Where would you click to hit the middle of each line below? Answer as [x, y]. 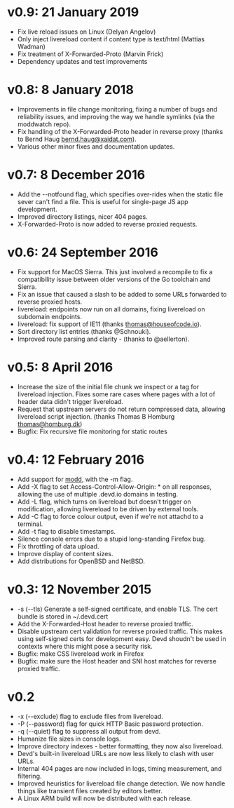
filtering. [29, 776]
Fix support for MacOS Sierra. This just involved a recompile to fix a [115, 271]
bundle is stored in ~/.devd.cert [63, 616]
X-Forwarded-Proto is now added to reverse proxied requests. [107, 224]
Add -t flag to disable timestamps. [67, 531]
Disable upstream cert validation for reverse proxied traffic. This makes [120, 631]
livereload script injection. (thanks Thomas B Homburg [96, 416]
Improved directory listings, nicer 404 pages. [83, 216]
